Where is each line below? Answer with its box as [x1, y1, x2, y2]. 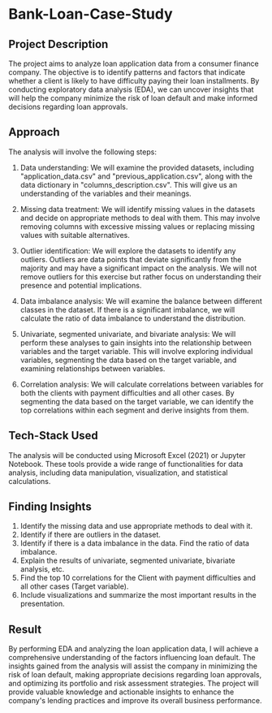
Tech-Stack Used [8, 429, 99, 443]
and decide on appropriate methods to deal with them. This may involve [19, 213, 261, 223]
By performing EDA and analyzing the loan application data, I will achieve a [8, 644, 259, 654]
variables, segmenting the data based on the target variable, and [19, 355, 237, 365]
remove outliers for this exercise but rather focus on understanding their [19, 271, 262, 281]
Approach [8, 125, 60, 139]
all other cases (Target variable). [19, 581, 129, 591]
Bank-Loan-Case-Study [8, 5, 173, 24]
